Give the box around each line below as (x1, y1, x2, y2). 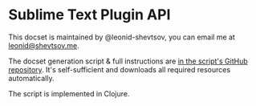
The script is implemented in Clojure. (8, 88, 130, 98)
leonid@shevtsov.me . (8, 40, 80, 50)
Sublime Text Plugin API (8, 6, 171, 24)
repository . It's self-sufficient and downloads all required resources (8, 64, 231, 74)
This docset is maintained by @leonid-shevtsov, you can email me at (8, 32, 235, 42)
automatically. (8, 73, 55, 83)
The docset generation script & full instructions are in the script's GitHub (8, 56, 248, 66)
